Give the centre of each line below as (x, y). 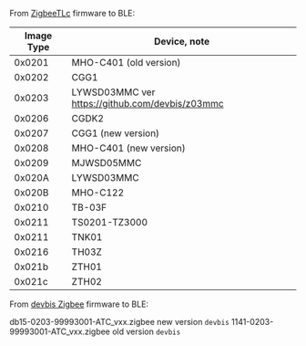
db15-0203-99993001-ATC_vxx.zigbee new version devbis (119, 322)
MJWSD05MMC (107, 163)
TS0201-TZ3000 (110, 222)
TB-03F (89, 207)
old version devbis (147, 331)
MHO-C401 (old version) (126, 63)
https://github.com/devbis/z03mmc (148, 104)
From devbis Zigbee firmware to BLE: (79, 304)
